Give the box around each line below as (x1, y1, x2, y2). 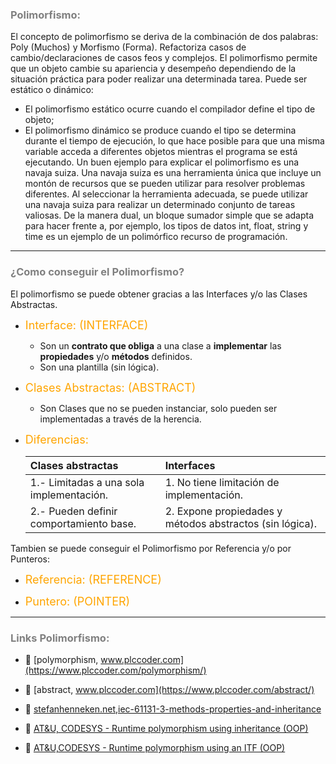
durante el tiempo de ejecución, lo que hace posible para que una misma (24, 135, 325, 147)
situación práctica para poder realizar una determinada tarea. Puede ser (10, 73, 308, 85)
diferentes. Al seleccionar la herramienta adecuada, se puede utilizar (24, 188, 309, 200)
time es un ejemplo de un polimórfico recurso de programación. (24, 231, 288, 243)
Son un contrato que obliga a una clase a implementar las (39, 339, 282, 352)
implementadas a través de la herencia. (39, 413, 202, 425)
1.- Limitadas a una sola (29, 475, 145, 489)
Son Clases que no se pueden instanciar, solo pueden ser (39, 402, 278, 414)
